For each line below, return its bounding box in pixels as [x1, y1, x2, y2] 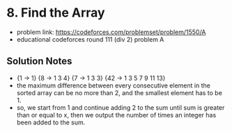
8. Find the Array [6, 5, 105, 21]
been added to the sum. [16, 118, 86, 126]
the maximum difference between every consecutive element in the [16, 81, 210, 90]
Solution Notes [6, 56, 72, 67]
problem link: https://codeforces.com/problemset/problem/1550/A [16, 28, 206, 36]
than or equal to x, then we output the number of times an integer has [16, 110, 217, 119]
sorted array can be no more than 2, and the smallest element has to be [16, 88, 222, 97]
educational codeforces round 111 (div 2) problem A [16, 35, 164, 43]
